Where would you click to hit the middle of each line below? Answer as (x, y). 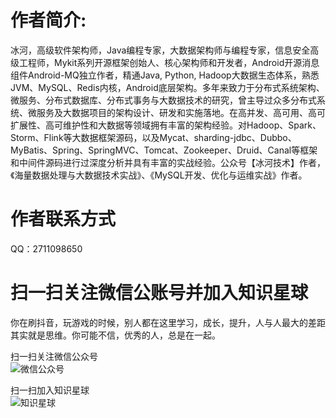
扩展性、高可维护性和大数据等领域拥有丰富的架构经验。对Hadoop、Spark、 (166, 125)
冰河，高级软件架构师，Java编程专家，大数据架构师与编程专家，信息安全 (160, 50)
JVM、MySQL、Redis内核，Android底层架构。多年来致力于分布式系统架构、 (167, 87)
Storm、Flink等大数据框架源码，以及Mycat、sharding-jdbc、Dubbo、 (153, 137)
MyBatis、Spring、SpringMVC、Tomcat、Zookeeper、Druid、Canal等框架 (164, 150)
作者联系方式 (63, 219)
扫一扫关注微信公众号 (54, 356)
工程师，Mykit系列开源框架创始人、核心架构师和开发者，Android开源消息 (169, 62)
